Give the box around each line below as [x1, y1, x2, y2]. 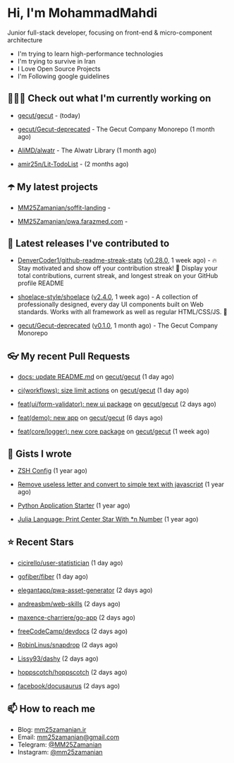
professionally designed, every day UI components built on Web [17, 300, 204, 308]
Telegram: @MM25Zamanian [17, 740, 102, 749]
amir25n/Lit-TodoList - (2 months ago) [17, 160, 129, 168]
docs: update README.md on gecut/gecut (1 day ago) [17, 373, 175, 381]
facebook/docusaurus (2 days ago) [17, 681, 121, 690]
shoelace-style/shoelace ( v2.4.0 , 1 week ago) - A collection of [17, 293, 199, 301]
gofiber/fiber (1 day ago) [17, 572, 89, 580]
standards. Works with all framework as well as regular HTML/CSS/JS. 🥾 [17, 308, 228, 316]
